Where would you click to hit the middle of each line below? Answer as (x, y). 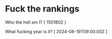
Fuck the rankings (42, 9)
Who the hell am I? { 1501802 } (36, 22)
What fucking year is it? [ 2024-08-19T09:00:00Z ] (56, 31)
